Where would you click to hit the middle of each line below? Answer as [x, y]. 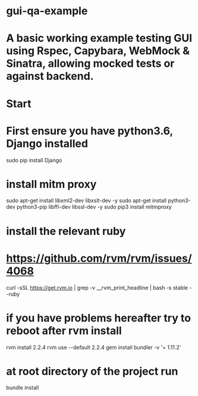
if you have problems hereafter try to [99, 318]
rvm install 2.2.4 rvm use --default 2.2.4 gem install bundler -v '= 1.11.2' [94, 347]
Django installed [47, 143]
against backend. [50, 76]
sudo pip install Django [34, 160]
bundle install [23, 388]
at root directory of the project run [92, 371]
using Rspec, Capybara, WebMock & [98, 51]
